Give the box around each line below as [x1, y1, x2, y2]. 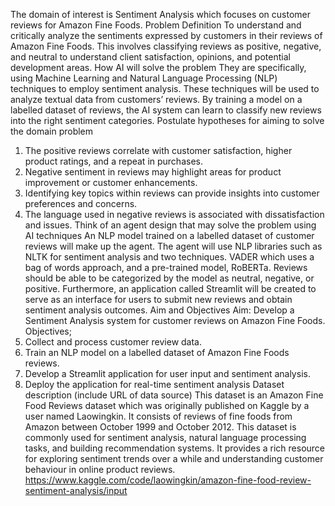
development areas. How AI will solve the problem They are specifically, [10, 62, 307, 73]
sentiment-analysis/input [24, 485, 128, 496]
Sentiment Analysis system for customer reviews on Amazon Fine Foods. [24, 315, 326, 326]
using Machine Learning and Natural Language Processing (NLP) [10, 72, 278, 84]
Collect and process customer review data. [24, 336, 203, 348]
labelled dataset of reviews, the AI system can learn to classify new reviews [10, 104, 322, 116]
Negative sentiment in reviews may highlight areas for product [24, 166, 282, 178]
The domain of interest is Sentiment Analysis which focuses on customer [10, 9, 312, 20]
